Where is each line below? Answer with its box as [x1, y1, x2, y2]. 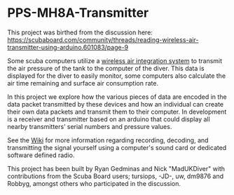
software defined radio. [7, 151, 75, 159]
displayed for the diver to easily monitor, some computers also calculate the [7, 72, 226, 80]
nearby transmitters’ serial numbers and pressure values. [7, 122, 172, 130]
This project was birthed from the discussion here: [7, 28, 153, 36]
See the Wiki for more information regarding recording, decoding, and [7, 135, 209, 144]
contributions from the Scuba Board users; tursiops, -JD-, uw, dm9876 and [7, 172, 224, 180]
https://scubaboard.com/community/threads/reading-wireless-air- [7, 35, 199, 43]
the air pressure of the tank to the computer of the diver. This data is [7, 64, 205, 72]
